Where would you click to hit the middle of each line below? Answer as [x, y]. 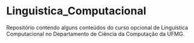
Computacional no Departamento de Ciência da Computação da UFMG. [95, 33]
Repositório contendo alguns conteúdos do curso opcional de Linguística [97, 27]
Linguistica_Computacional [76, 11]
